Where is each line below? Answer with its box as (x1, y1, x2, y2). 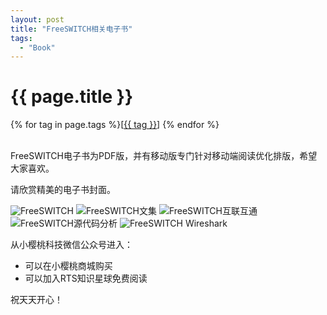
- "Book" (19, 42, 56, 53)
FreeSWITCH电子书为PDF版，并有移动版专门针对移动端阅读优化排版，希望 (10, 150, 318, 162)
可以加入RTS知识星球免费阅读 (24, 272, 148, 285)
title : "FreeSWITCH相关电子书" (10, 24, 133, 34)
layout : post (10, 14, 65, 25)
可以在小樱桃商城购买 (24, 260, 113, 272)
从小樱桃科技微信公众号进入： (10, 239, 133, 251)
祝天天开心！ (10, 294, 63, 306)
